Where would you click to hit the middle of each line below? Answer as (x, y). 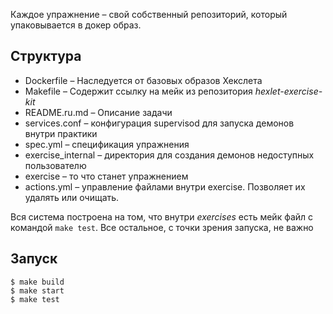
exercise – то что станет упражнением (106, 176)
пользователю (55, 165)
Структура (46, 56)
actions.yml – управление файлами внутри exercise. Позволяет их (165, 186)
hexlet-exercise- (288, 91)
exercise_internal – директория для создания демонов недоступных (169, 155)
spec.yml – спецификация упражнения (107, 144)
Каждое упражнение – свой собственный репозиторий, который (149, 14)
